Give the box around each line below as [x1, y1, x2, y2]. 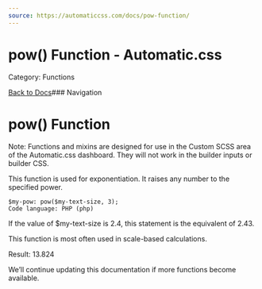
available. [8, 273, 40, 283]
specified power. [8, 182, 64, 191]
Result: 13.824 [8, 249, 55, 259]
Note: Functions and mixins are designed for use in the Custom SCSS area [8, 141, 252, 151]
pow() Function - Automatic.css [8, 45, 222, 64]
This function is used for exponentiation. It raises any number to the [8, 174, 230, 183]
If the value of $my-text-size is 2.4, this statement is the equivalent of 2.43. [8, 218, 255, 228]
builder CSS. [8, 158, 49, 168]
